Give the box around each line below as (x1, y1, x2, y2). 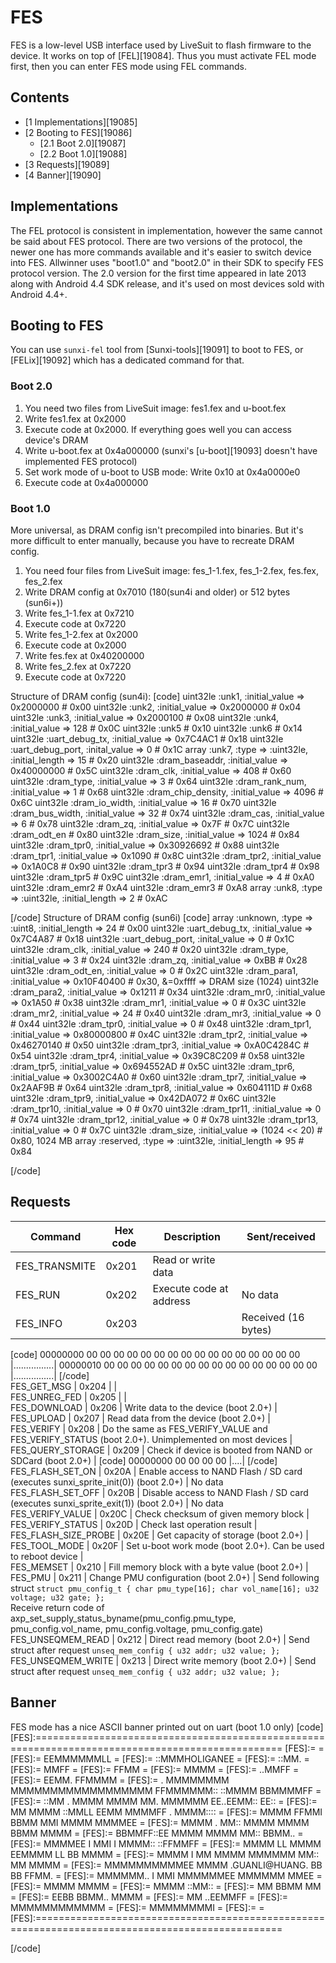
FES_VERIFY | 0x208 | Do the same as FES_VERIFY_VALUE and (10, 1422, 268, 1435)
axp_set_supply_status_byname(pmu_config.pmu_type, (10, 1612, 237, 1624)
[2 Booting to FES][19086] (24, 126, 133, 138)
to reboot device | (10, 1550, 84, 1562)
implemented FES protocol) (24, 455, 138, 467)
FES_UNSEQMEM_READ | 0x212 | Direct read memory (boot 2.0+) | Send (10, 1633, 310, 1645)
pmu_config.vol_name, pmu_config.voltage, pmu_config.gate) (10, 1622, 264, 1635)
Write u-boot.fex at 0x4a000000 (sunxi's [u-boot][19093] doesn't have (24, 444, 318, 456)
